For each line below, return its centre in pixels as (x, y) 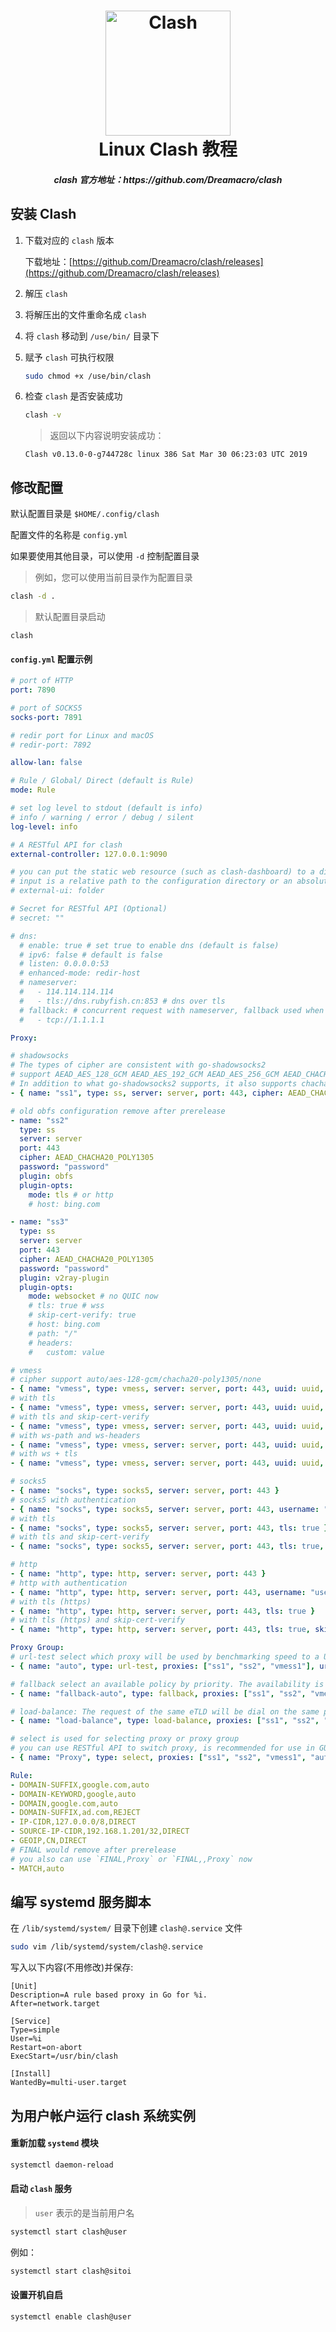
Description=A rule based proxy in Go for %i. (109, 1995)
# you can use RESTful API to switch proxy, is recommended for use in (162, 1748)
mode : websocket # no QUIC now (93, 1296)
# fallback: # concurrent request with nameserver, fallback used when (172, 1010)
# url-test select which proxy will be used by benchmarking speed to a (165, 1657)
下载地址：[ (48, 261)
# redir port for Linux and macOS (82, 735)
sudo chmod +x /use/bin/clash (88, 376)
